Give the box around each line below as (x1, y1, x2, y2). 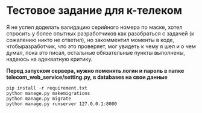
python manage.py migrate (6, 96, 71, 102)
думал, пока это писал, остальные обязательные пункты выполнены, (6, 49, 186, 56)
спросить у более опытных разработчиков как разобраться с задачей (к (6, 29, 195, 37)
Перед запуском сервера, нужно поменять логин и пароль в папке (6, 67, 185, 74)
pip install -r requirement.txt (6, 85, 87, 91)
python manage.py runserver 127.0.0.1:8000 (6, 100, 118, 107)
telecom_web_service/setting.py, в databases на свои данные (6, 73, 168, 81)
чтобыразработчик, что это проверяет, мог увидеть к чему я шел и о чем (6, 43, 196, 50)
